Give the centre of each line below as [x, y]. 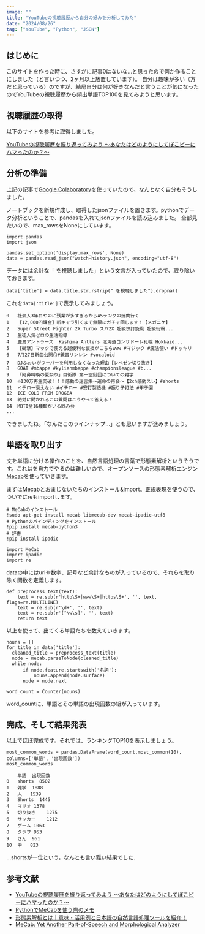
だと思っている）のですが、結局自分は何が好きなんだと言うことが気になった [103, 87]
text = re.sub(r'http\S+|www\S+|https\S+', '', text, [87, 597]
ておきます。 [22, 278]
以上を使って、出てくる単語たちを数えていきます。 [70, 630]
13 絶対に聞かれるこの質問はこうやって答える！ [60, 400]
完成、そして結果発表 [47, 725]
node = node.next [45, 681]
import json [21, 242]
